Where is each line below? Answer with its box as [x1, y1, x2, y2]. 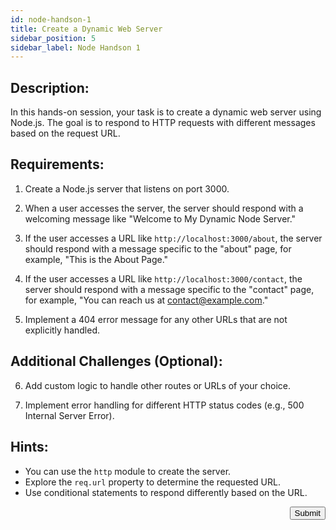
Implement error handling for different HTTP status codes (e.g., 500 [24, 399, 305, 411]
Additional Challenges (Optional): [10, 353, 223, 370]
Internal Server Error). [24, 409, 115, 421]
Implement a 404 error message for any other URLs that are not [24, 313, 288, 325]
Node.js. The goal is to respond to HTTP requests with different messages [10, 117, 316, 129]
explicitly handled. [24, 324, 101, 336]
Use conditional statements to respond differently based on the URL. [24, 486, 308, 498]
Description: [10, 79, 90, 96]
